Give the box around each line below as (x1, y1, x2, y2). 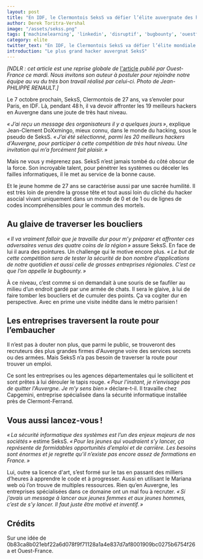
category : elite (7, 37, 48, 43)
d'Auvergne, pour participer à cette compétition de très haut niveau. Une (7, 140, 188, 147)
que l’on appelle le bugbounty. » (7, 267, 87, 274)
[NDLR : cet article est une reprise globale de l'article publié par (7, 65, 165, 72)
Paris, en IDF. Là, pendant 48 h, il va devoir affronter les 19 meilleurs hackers (7, 102, 197, 109)
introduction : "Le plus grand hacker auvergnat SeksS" (7, 48, 148, 54)
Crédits (7, 518, 36, 529)
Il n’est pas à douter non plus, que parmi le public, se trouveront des (7, 341, 176, 348)
